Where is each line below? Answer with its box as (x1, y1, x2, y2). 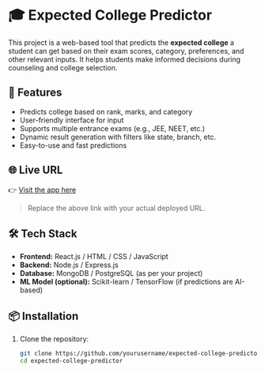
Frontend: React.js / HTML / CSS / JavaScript (19, 252, 168, 262)
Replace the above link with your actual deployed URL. (27, 203, 206, 213)
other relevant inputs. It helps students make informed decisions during (8, 55, 241, 64)
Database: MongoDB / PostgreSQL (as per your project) (19, 269, 203, 278)
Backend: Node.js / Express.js (19, 260, 119, 269)
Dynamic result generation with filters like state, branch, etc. (19, 132, 216, 141)
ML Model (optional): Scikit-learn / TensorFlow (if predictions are (19, 277, 233, 287)
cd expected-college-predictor (19, 357, 123, 365)
